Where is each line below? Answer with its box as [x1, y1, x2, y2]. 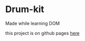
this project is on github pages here [5, 30, 80, 36]
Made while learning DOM [5, 20, 60, 26]
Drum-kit [5, 4, 44, 15]
